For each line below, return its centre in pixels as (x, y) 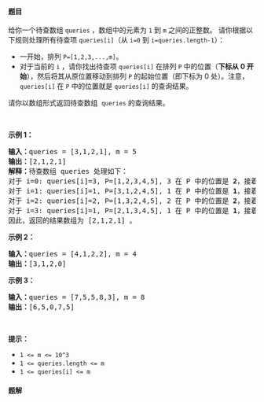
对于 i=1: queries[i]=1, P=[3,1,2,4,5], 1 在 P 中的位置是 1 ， (126, 191)
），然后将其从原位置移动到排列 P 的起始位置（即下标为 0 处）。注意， (137, 76)
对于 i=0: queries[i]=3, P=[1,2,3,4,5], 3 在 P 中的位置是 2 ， (126, 181)
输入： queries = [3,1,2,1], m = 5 (73, 152)
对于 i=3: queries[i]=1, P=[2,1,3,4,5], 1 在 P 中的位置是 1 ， (126, 211)
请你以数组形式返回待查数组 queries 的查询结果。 (89, 103)
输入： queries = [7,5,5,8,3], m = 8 (77, 297)
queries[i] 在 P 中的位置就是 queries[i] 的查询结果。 (106, 87)
